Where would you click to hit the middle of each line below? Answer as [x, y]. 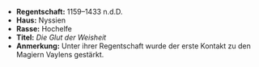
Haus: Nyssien [41, 20]
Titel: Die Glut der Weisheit [61, 37]
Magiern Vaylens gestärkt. [60, 54]
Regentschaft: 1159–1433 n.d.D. [69, 12]
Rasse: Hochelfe [44, 29]
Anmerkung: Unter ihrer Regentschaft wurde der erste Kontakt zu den [133, 46]
